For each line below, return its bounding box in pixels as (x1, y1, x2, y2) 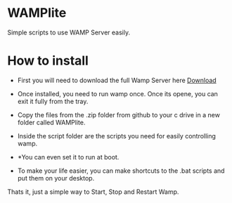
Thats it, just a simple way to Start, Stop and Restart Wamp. (7, 188, 179, 196)
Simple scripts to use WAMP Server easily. (7, 28, 131, 37)
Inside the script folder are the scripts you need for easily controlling (17, 131, 217, 140)
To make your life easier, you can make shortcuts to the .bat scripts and (17, 166, 225, 175)
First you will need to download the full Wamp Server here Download (17, 76, 217, 84)
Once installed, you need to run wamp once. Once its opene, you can (17, 89, 218, 98)
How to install (7, 53, 89, 69)
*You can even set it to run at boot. (17, 152, 120, 161)
